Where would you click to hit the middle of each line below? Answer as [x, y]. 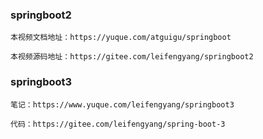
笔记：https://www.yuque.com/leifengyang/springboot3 [122, 104]
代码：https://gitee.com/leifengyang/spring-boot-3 [118, 124]
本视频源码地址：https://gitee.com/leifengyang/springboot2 [132, 57]
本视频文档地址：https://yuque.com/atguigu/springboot [121, 38]
